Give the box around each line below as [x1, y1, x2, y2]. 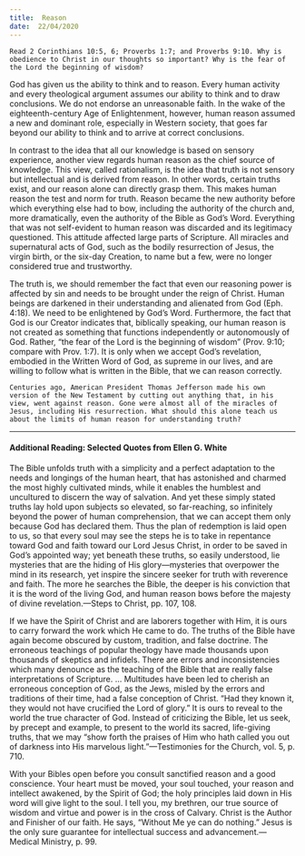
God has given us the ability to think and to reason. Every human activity [9, 78, 280, 89]
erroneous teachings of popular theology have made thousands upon [9, 644, 270, 655]
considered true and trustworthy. [9, 260, 133, 271]
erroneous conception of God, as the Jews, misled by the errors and [9, 683, 265, 694]
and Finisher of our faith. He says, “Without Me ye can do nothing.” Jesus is [9, 816, 293, 828]
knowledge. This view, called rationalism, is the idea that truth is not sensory [9, 164, 295, 175]
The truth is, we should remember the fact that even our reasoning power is [9, 278, 292, 289]
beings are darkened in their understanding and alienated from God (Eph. [9, 297, 283, 308]
